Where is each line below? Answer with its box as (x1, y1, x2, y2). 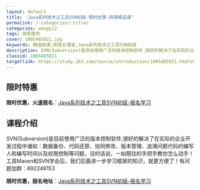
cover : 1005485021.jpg (6, 36, 62, 42)
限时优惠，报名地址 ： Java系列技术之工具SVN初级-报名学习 (6, 177, 151, 185)
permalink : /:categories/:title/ (6, 20, 89, 26)
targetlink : (6, 58, 36, 64)
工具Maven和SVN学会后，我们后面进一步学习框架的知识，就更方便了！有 (6, 157, 185, 164)
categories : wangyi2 (6, 25, 58, 32)
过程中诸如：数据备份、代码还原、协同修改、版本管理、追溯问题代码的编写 (11, 142, 194, 149)
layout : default (6, 8, 46, 15)
